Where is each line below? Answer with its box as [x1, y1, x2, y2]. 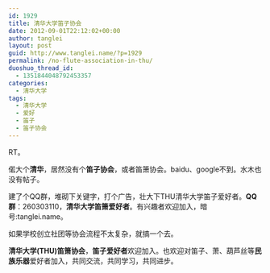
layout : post [8, 42, 52, 50]
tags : [8, 94, 27, 102]
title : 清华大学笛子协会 [8, 19, 82, 27]
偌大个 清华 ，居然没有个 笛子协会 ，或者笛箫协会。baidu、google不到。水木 [8, 164, 255, 174]
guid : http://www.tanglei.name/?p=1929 [8, 49, 143, 57]
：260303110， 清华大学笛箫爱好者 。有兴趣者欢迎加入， [15, 201, 201, 211]
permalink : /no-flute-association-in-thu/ [8, 57, 153, 65]
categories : [8, 79, 48, 87]
